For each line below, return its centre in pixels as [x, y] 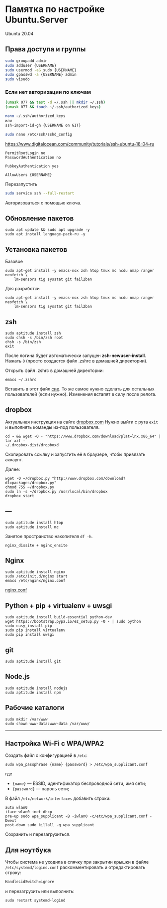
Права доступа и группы [45, 49]
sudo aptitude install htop [34, 523]
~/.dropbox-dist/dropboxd [32, 445]
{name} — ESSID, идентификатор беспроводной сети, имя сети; [79, 783]
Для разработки [22, 289]
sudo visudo [17, 79]
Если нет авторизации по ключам [48, 92]
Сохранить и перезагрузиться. [38, 834]
